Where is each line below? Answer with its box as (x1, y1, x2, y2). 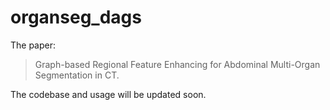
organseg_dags (10, 6, 142, 29)
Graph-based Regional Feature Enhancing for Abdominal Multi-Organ (34, 58, 321, 70)
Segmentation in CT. (34, 69, 120, 81)
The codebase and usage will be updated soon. (10, 88, 207, 100)
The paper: (10, 39, 57, 51)
